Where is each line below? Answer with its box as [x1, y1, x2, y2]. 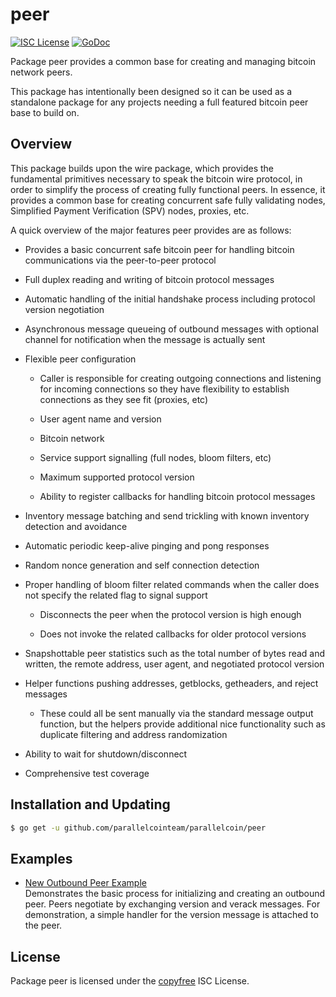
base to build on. [10, 106, 80, 118]
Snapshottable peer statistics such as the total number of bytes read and [24, 647, 326, 659]
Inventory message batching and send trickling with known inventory [24, 509, 310, 522]
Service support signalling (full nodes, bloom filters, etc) [39, 451, 272, 463]
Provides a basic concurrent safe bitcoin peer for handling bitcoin [24, 243, 295, 255]
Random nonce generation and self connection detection [24, 559, 260, 571]
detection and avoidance [24, 520, 128, 532]
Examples [10, 850, 73, 867]
